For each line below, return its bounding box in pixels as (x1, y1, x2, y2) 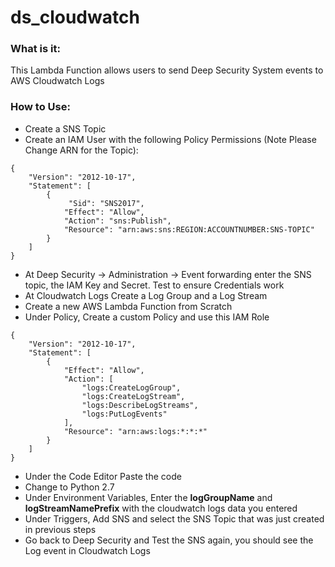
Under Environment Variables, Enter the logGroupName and (24, 491, 273, 503)
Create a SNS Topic (24, 122, 107, 135)
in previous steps (24, 523, 97, 535)
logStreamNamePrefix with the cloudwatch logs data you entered (24, 502, 298, 514)
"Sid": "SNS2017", (68, 198, 145, 208)
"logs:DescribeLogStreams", (81, 400, 199, 410)
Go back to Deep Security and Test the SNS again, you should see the (24, 534, 314, 546)
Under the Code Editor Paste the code (24, 470, 182, 482)
